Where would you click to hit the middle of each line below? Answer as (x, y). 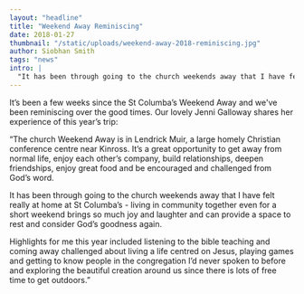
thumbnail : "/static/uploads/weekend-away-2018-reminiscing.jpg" (135, 43)
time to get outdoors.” (50, 280)
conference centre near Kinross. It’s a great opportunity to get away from (146, 148)
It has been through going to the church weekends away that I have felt (142, 194)
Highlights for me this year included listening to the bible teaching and (140, 242)
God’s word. (32, 177)
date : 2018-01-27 (42, 34)
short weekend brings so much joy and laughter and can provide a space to (150, 214)
